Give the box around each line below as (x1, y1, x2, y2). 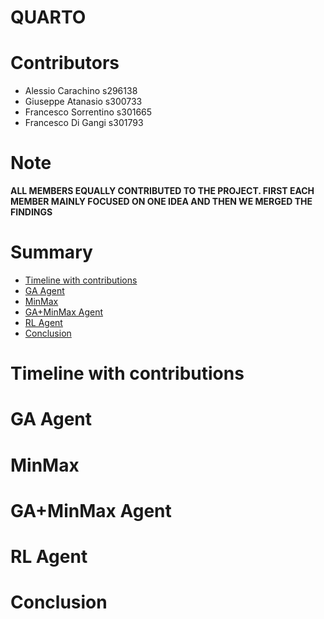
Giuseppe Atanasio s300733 (24, 96, 143, 108)
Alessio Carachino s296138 (24, 85, 138, 97)
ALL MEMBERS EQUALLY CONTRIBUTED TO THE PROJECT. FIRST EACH (10, 185, 315, 197)
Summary (10, 241, 93, 264)
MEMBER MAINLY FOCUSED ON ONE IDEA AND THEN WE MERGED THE (10, 196, 313, 208)
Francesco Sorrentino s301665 (24, 106, 153, 118)
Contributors (10, 52, 120, 75)
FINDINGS (10, 206, 53, 218)
